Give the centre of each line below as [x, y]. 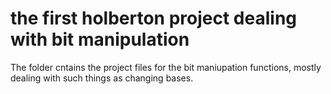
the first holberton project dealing [154, 18]
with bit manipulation [100, 39]
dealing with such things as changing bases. [102, 78]
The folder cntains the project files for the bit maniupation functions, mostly [166, 67]
